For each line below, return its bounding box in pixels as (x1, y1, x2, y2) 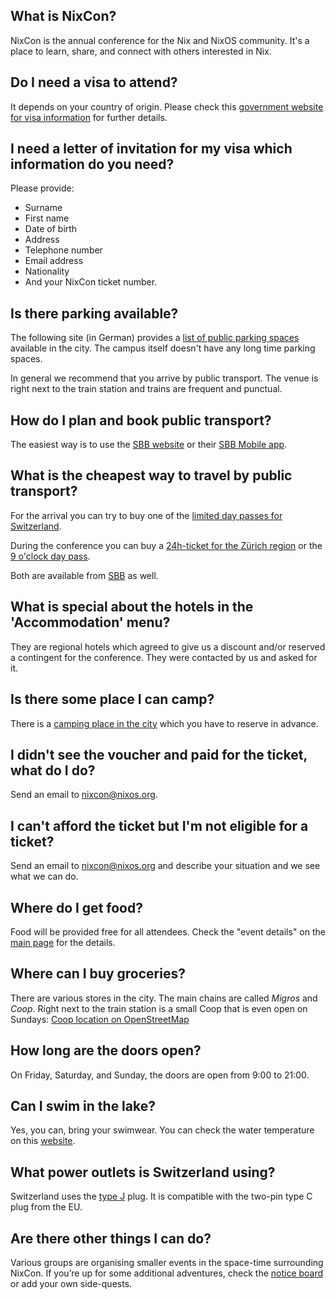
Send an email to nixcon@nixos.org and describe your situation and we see (10, 860, 321, 872)
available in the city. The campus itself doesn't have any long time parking (10, 342, 316, 354)
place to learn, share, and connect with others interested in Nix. (10, 45, 272, 57)
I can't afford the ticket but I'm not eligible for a (10, 817, 309, 834)
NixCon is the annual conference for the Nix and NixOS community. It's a (10, 34, 310, 46)
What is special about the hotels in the (10, 599, 254, 616)
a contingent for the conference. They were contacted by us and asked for (10, 651, 318, 663)
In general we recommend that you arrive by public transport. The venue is (10, 372, 319, 384)
